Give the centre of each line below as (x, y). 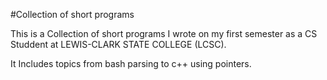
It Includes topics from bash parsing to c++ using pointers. (131, 63)
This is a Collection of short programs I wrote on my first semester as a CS (164, 33)
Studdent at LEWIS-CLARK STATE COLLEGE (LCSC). (118, 44)
